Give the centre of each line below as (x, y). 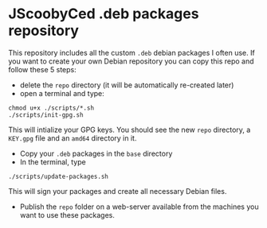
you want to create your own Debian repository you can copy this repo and (131, 61)
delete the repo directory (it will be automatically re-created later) (127, 85)
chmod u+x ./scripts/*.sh (51, 108)
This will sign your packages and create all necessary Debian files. (118, 191)
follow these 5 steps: (43, 69)
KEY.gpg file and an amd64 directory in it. (73, 138)
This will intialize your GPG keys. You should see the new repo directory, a (130, 129)
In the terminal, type (53, 162)
